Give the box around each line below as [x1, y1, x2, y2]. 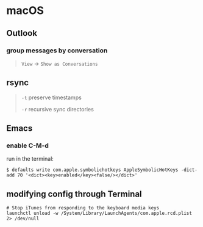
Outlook [6, 28, 38, 38]
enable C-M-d [6, 141, 49, 150]
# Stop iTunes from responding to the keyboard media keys [6, 205, 160, 211]
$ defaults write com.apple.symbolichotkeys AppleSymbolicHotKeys [6, 167, 179, 173]
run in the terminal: [6, 155, 54, 162]
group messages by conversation [6, 46, 108, 55]
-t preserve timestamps [21, 94, 82, 101]
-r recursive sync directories [21, 105, 94, 113]
